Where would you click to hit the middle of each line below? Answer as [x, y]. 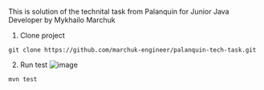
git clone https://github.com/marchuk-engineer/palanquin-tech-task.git [132, 50]
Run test [34, 65]
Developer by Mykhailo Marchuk [62, 20]
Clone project [43, 35]
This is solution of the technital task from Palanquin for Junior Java [119, 12]
